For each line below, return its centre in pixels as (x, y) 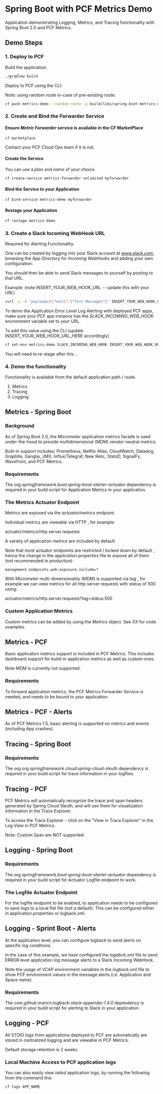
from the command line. (29, 1078)
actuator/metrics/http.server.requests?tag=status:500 (59, 598)
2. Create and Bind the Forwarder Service (55, 116)
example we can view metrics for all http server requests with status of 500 (81, 584)
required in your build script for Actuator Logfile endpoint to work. (71, 880)
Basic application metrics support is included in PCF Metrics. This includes (80, 654)
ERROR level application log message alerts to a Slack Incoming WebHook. (80, 960)
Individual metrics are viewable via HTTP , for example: (60, 522)
